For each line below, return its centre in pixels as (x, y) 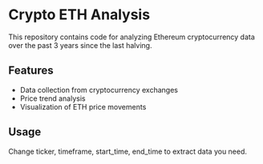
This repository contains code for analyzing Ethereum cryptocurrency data (131, 37)
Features (31, 71)
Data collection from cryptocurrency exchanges (99, 90)
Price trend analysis (53, 98)
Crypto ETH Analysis (79, 15)
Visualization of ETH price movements (83, 106)
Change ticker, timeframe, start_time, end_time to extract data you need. (127, 151)
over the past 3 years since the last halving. (80, 45)
